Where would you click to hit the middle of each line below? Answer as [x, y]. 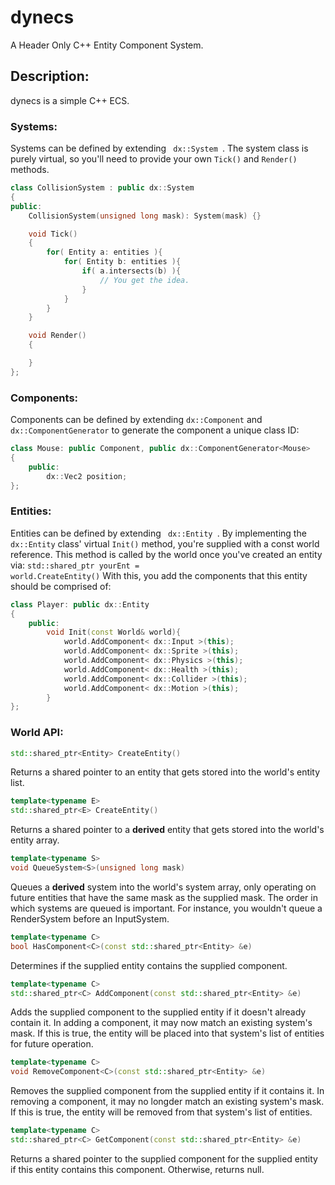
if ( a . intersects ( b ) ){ [131, 271]
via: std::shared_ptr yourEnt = [75, 565]
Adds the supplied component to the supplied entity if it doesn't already [158, 1012]
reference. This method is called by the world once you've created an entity [166, 554]
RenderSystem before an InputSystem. [90, 918]
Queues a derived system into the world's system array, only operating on [163, 887]
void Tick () [53, 234]
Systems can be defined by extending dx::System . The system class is [159, 148]
